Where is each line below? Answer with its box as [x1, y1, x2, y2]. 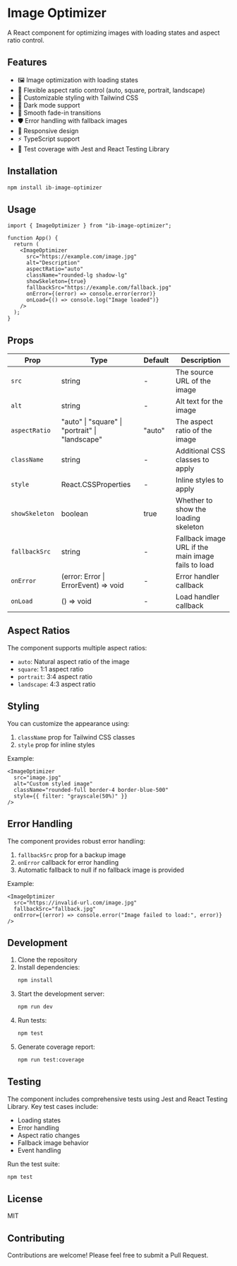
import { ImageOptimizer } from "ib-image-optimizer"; [7, 222, 172, 229]
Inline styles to [175, 476, 224, 485]
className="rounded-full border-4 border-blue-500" [13, 786, 169, 793]
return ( [13, 241, 39, 248]
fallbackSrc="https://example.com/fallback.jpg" [25, 284, 172, 292]
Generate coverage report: [17, 1042, 95, 1051]
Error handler [175, 572, 220, 582]
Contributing [7, 1232, 65, 1244]
